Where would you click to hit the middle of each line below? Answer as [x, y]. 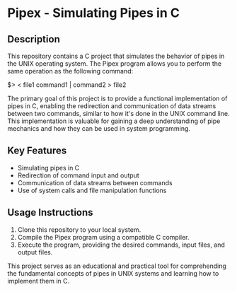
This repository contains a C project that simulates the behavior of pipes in [116, 56]
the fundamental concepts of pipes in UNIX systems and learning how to [113, 273]
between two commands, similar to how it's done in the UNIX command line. [118, 113]
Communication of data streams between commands [95, 182]
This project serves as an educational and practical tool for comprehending [117, 266]
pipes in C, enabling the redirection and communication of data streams [112, 106]
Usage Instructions [50, 212]
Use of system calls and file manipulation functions [92, 190]
